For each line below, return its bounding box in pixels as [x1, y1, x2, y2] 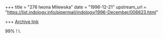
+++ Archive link [5, 19, 39, 24]
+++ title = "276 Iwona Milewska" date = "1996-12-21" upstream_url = [5, 4, 147, 10]
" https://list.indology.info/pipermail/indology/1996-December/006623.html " [5, 9, 159, 15]
